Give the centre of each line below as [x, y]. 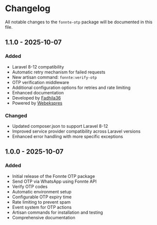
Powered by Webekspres [37, 103]
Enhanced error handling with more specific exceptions [67, 136]
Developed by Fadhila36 [36, 98]
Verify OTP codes [30, 186]
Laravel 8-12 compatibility [38, 67]
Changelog [28, 9]
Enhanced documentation [38, 92]
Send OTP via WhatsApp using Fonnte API [54, 181]
